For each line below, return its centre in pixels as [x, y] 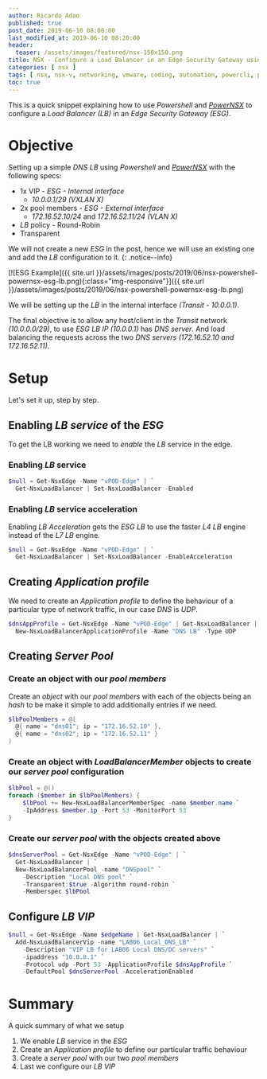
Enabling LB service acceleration [73, 509]
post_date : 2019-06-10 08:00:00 [62, 30]
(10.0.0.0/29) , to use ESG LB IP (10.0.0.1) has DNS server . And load [117, 329]
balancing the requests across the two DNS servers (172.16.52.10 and [121, 337]
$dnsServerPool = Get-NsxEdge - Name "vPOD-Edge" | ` [97, 855]
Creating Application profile [79, 582]
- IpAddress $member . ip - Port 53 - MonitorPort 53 [104, 810]
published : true [35, 23]
